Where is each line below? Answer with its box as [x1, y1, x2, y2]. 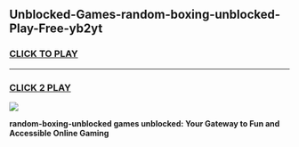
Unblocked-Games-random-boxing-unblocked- [9, 7, 281, 22]
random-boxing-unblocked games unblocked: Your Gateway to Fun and [9, 118, 280, 128]
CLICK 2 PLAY [9, 81, 71, 94]
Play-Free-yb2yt [9, 21, 103, 37]
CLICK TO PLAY [9, 48, 78, 61]
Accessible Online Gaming [9, 127, 109, 138]
